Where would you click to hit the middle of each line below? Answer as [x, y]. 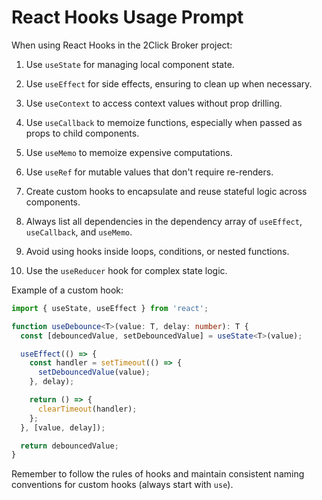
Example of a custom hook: [67, 290]
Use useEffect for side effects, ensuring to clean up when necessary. [169, 83]
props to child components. [82, 133]
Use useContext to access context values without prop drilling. [154, 103]
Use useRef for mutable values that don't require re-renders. [149, 172]
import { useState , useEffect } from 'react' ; [110, 308]
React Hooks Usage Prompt [127, 17]
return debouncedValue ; [69, 446]
